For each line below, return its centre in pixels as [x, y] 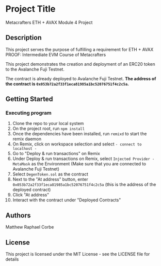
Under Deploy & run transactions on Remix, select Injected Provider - [83, 159]
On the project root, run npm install [48, 129]
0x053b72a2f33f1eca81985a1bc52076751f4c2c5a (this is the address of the [84, 185]
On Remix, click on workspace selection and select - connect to [77, 144]
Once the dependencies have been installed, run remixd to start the [80, 134]
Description [24, 38]
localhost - [24, 149]
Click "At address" [31, 195]
